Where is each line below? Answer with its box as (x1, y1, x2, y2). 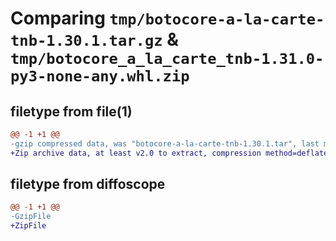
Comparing (10, 7, 106, 30)
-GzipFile (10, 212, 52, 222)
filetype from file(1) (10, 103, 133, 120)
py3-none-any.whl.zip (10, 67, 190, 86)
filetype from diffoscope (10, 176, 166, 193)
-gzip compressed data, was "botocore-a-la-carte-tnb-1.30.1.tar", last (10, 138, 320, 149)
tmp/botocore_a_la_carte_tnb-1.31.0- (10, 50, 325, 69)
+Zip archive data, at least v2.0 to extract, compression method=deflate (10, 148, 329, 158)
